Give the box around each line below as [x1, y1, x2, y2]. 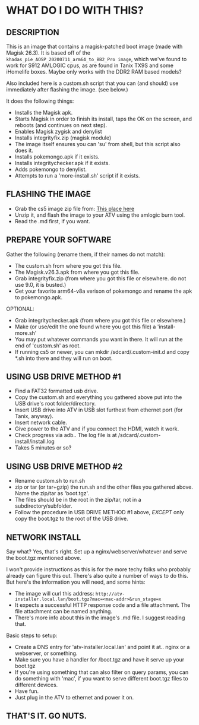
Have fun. [14, 688, 39, 695]
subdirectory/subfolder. [14, 502, 72, 509]
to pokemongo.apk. [14, 293, 63, 300]
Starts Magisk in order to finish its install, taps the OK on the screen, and [14, 115, 192, 122]
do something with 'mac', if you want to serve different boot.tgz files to [14, 675, 188, 682]
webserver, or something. [14, 650, 78, 657]
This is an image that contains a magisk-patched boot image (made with [6, 43, 183, 50]
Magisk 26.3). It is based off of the [6, 49, 91, 56]
